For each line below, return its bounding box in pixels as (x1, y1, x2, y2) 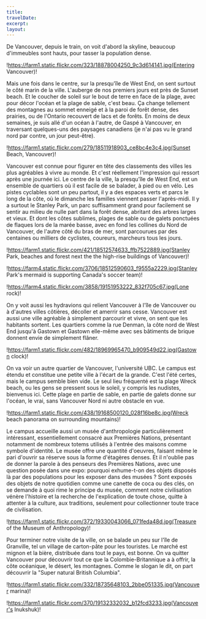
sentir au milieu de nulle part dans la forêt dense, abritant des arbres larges (6, 208, 196, 216)
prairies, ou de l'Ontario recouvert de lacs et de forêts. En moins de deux (6, 112, 190, 120)
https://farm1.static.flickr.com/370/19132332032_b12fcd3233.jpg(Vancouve (8, 599, 199, 607)
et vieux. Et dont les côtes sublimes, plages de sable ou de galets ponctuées (6, 215, 200, 222)
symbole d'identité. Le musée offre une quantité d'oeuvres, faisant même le (6, 447, 197, 455)
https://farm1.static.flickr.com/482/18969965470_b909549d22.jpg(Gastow (8, 346, 197, 353)
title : (6, 9, 23, 15)
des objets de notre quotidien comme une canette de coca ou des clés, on (6, 480, 194, 487)
